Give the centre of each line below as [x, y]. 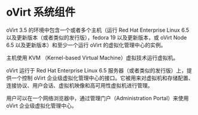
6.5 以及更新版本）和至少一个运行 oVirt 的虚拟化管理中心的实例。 [86, 45]
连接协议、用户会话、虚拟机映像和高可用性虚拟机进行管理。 [80, 85]
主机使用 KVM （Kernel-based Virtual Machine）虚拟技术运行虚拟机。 [92, 57]
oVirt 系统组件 [41, 12]
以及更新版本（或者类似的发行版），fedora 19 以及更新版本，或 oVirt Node [97, 37]
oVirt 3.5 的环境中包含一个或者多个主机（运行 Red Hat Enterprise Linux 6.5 [98, 30]
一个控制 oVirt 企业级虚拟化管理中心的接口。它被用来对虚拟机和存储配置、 [102, 78]
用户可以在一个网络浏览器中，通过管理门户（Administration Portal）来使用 [98, 98]
